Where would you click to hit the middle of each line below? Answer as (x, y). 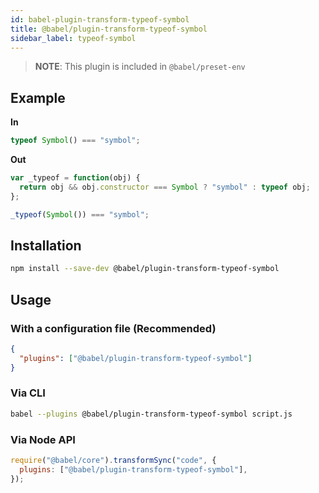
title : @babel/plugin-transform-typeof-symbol (109, 29)
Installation (46, 245)
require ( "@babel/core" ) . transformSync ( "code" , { (113, 461)
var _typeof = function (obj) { (75, 178)
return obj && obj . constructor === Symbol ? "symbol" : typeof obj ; (165, 187)
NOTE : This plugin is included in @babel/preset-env (140, 67)
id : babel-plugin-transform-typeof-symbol (100, 19)
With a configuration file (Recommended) (113, 328)
